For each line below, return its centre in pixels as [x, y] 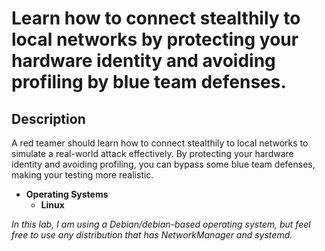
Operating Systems [67, 194]
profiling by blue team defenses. [149, 82]
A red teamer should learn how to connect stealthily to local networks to [160, 143]
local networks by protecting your [155, 39]
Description [48, 118]
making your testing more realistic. [82, 175]
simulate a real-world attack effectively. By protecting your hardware [152, 153]
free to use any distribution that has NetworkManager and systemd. [152, 235]
